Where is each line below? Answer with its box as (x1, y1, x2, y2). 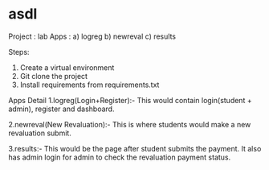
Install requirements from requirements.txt (19, 80, 160, 89)
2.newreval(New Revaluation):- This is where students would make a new (8, 119, 251, 129)
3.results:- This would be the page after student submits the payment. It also (8, 143, 262, 153)
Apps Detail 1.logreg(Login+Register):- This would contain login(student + (8, 95, 252, 105)
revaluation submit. (8, 128, 72, 138)
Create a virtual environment (19, 62, 115, 73)
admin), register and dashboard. (8, 104, 115, 114)
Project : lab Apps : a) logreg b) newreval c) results (8, 31, 177, 41)
